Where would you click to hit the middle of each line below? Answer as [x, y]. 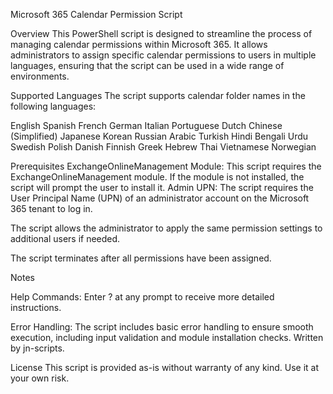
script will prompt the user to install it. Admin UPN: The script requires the [162, 187]
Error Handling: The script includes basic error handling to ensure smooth [162, 327]
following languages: [53, 106]
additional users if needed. [65, 238]
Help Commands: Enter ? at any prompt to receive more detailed [142, 297]
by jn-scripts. [37, 348]
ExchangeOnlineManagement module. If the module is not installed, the [157, 177]
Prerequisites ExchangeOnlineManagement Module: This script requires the [166, 166]
